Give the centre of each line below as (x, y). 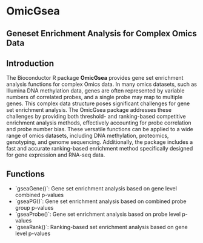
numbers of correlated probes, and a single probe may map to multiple (95, 97)
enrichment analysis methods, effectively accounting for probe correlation (99, 123)
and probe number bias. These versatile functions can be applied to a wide (100, 129)
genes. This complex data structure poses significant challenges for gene (98, 103)
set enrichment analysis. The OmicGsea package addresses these (89, 110)
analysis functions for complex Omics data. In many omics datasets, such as (101, 84)
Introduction (30, 63)
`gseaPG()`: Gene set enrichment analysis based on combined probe (101, 201)
